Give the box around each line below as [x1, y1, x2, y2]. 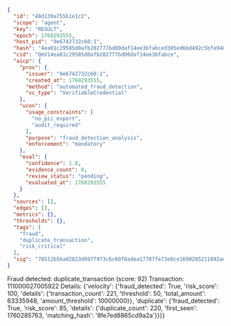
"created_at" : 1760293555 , [25, 76, 103, 84]
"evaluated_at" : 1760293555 [25, 179, 107, 186]
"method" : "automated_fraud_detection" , [25, 83, 143, 90]
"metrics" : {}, [13, 211, 57, 218]
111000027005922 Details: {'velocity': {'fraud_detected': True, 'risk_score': [7, 282, 219, 290]
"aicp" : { [13, 58, 41, 65]
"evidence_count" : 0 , [25, 166, 88, 173]
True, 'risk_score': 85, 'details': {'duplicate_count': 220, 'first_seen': [7, 303, 198, 312]
